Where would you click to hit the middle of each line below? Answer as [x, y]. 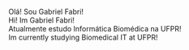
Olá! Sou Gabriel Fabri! [46, 12]
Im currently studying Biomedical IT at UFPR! [83, 37]
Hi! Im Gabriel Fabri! [42, 20]
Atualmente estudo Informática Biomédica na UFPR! [95, 29]
